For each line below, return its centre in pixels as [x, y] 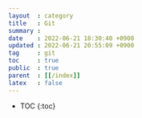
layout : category [41, 16]
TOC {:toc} [38, 106]
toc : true [34, 61]
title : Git [32, 23]
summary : [25, 31]
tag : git [32, 53]
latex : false [35, 83]
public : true [34, 68]
